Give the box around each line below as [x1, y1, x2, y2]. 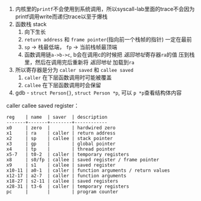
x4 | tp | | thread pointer [6, 146, 116, 152]
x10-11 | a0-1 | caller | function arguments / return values [6, 167, 171, 174]
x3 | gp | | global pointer [6, 141, 116, 147]
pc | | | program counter [6, 189, 119, 195]
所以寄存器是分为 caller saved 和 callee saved [15, 66, 134, 73]
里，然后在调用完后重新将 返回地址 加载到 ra [24, 58, 135, 66]
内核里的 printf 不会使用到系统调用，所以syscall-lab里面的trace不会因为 [15, 5, 195, 12]
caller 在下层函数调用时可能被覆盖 [24, 74, 112, 81]
